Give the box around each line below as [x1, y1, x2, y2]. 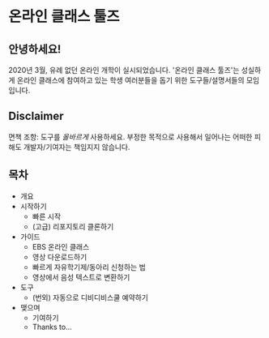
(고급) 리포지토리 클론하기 [32, 221, 114, 231]
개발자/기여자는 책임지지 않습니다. [23, 142, 130, 152]
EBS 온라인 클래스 [32, 242, 90, 251]
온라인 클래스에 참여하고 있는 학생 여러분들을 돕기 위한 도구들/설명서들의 [16, 75, 245, 85]
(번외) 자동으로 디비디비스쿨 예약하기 [32, 293, 148, 302]
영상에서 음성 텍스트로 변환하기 [32, 272, 130, 282]
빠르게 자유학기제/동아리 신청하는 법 [32, 262, 146, 272]
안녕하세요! [8, 42, 62, 56]
